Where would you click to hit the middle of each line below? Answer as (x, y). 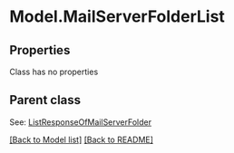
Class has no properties (54, 72)
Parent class (45, 100)
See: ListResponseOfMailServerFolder (81, 122)
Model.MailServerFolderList (117, 17)
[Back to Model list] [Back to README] (82, 139)
